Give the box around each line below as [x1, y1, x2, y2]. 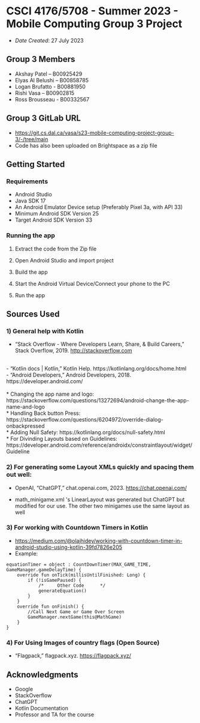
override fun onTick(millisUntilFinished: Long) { [17, 572, 146, 578]
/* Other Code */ [38, 582, 106, 588]
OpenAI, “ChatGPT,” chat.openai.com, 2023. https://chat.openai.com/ [14, 484, 187, 491]
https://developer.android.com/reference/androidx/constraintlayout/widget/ [6, 441, 193, 449]
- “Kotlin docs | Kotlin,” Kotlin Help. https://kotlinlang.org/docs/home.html [6, 365, 187, 372]
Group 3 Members [6, 54, 75, 64]
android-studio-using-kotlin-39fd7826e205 [14, 543, 123, 551]
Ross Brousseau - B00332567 [14, 95, 90, 103]
